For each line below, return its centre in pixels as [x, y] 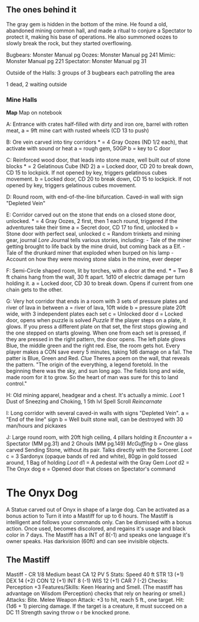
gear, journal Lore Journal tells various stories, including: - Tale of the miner [99, 240]
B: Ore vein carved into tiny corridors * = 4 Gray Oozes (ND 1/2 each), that [97, 142]
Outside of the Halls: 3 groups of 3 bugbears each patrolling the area [91, 72]
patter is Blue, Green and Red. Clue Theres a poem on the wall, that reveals [98, 358]
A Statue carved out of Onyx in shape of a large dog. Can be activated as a [98, 510]
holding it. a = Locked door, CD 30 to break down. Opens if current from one [100, 283]
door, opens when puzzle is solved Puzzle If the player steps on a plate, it [96, 320]
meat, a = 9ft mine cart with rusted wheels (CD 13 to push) [78, 131]
